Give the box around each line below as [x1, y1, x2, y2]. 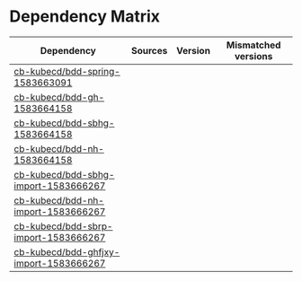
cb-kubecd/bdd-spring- [13, 65, 121, 77]
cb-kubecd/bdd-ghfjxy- [13, 245, 120, 258]
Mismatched [226, 39, 281, 51]
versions [234, 49, 273, 62]
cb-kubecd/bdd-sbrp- [13, 220, 113, 233]
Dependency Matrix [9, 6, 160, 27]
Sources [130, 44, 168, 57]
